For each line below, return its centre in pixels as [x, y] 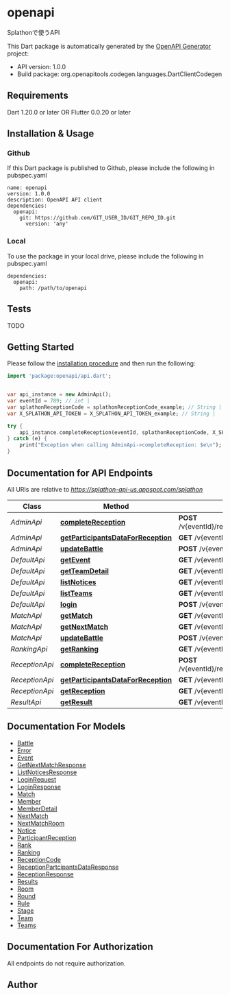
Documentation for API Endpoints [80, 473]
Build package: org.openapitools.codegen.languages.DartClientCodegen [119, 74]
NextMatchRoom [41, 823]
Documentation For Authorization [80, 947]
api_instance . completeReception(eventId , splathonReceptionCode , [115, 432]
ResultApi [26, 702]
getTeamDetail [85, 571]
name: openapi [27, 188]
